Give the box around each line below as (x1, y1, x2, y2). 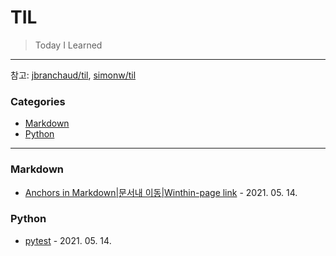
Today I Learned (34, 39, 103, 51)
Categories (10, 94, 66, 108)
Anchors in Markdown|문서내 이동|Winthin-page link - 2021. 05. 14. (24, 186, 298, 198)
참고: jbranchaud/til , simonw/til (10, 69, 137, 81)
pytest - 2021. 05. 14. (24, 234, 112, 246)
